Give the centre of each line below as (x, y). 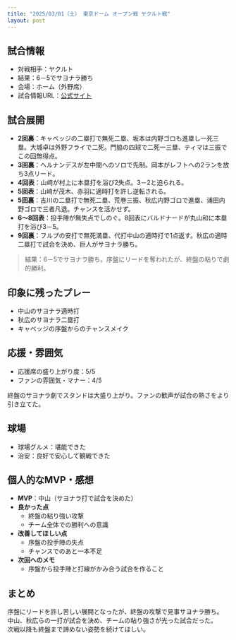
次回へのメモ (36, 560)
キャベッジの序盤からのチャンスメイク (73, 328)
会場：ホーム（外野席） (51, 87)
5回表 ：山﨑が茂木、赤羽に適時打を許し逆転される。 (94, 191)
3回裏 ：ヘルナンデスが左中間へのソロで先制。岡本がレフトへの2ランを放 (123, 165)
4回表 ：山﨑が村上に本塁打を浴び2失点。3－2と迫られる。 (103, 183)
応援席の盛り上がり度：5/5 (56, 371)
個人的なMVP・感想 (50, 480)
